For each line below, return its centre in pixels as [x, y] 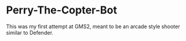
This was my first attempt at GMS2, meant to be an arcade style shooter [93, 26]
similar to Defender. [30, 32]
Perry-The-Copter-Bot [62, 10]
